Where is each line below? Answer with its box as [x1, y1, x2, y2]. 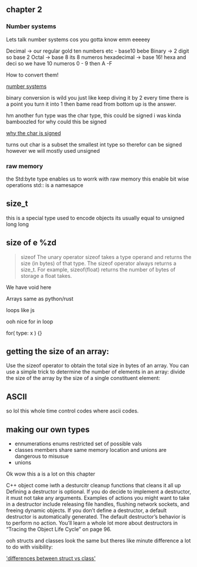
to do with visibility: [6, 543, 53, 550]
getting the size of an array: [6, 346, 109, 356]
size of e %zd [6, 238, 57, 248]
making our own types [6, 424, 90, 434]
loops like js [6, 306, 35, 313]
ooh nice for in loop [6, 318, 54, 325]
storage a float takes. [20, 272, 72, 279]
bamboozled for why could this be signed [6, 118, 107, 125]
